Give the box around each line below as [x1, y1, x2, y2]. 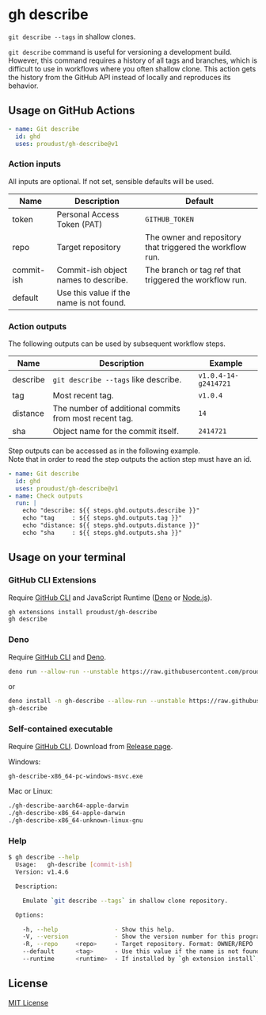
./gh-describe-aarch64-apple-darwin [8, 802, 129, 810]
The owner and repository [145, 232, 241, 243]
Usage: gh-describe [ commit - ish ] [15, 861, 133, 869]
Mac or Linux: [8, 786, 53, 796]
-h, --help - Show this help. [22, 925, 176, 933]
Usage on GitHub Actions [8, 104, 135, 117]
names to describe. [56, 274, 128, 285]
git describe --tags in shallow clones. [8, 32, 136, 41]
